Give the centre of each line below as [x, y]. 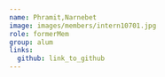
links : [21, 50]
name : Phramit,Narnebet [53, 17]
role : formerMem [39, 34]
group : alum [31, 42]
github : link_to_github [61, 58]
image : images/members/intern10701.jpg [83, 26]
